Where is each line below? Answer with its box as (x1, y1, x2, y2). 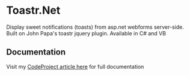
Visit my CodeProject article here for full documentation (6, 63, 144, 70)
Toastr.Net (6, 4, 61, 17)
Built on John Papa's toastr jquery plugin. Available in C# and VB (6, 29, 167, 37)
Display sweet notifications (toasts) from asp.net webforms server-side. (6, 23, 185, 31)
